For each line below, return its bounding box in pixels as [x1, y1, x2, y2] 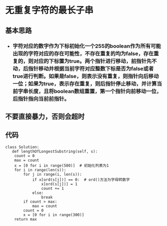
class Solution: [5, 144, 39, 150]
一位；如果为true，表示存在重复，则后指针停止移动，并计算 [12, 80, 157, 87]
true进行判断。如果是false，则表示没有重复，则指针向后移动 [12, 72, 159, 79]
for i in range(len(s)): [14, 167, 66, 172]
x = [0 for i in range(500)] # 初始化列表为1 [14, 163, 109, 168]
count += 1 [41, 186, 64, 191]
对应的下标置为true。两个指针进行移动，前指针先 [33, 57, 152, 64]
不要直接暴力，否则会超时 [5, 112, 85, 121]
